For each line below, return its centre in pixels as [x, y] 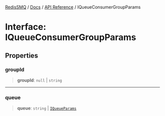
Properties [22, 55]
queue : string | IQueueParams [47, 108]
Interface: [26, 27]
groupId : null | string [40, 80]
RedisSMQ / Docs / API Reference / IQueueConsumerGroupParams [73, 7]
